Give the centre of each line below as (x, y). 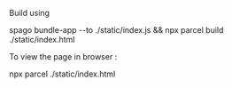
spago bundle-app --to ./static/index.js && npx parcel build (116, 30)
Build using (30, 13)
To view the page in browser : (63, 56)
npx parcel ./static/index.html (62, 74)
